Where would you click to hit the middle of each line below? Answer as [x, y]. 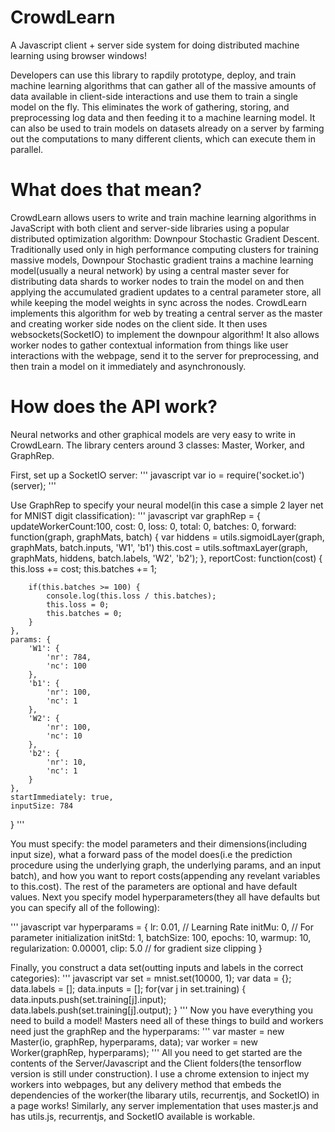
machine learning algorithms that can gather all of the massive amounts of [163, 85]
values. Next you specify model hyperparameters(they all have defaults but [165, 897]
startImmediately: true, [62, 797]
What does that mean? [106, 190]
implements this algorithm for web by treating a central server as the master [166, 313]
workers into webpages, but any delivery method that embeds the [146, 1084]
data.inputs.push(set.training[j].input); [88, 999]
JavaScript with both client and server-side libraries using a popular [150, 228]
